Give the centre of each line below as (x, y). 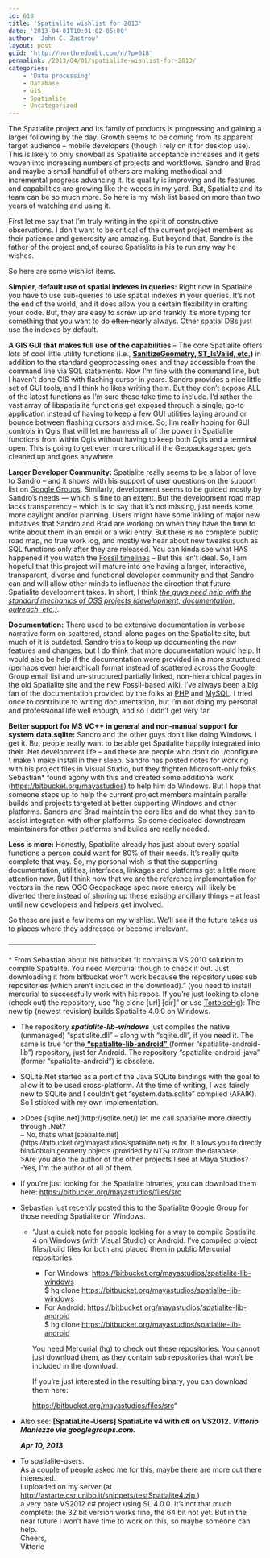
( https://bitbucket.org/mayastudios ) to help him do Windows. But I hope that (135, 786)
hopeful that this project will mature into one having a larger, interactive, (128, 567)
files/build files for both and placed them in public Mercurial (131, 1249)
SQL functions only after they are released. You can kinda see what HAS (128, 550)
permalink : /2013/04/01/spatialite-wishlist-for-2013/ (102, 61)
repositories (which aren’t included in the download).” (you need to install (130, 986)
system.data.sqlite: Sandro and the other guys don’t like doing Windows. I (133, 735)
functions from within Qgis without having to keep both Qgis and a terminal (133, 439)
